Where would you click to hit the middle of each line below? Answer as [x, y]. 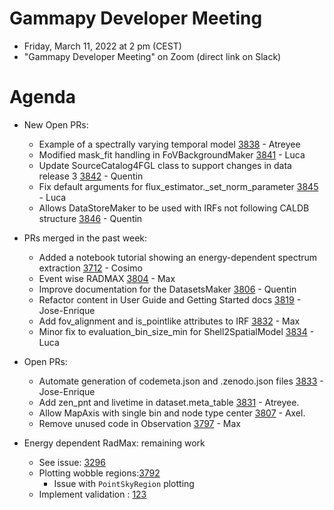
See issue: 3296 [72, 462]
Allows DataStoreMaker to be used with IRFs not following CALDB [174, 208]
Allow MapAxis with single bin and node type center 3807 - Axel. [172, 413]
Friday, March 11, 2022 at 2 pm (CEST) [102, 46]
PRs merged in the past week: [85, 238]
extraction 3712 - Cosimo [90, 268]
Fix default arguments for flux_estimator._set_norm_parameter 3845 [178, 186]
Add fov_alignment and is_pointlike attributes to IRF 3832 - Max [169, 321]
